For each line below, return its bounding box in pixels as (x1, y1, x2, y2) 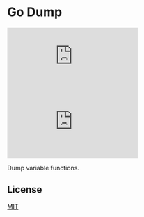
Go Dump (7, 4, 63, 20)
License (7, 184, 42, 195)
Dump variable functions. (7, 163, 80, 172)
